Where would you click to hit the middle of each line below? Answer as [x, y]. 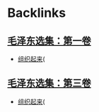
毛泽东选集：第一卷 [49, 41]
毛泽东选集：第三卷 [49, 83]
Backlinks [37, 13]
